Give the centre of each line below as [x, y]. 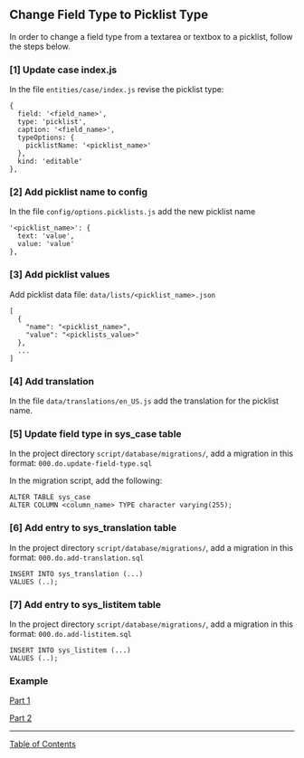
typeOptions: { [46, 138]
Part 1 [20, 701]
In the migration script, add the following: [86, 481]
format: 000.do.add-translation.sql [77, 557]
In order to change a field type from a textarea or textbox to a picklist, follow [151, 36]
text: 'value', [46, 236]
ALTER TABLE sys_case [50, 497]
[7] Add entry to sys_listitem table [85, 604]
